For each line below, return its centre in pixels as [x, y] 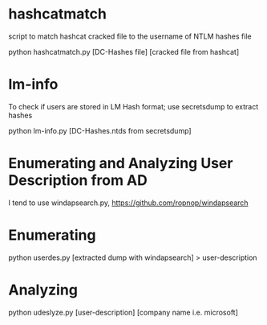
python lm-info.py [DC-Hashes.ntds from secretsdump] [100, 130]
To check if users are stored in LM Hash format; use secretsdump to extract [133, 106]
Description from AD [78, 181]
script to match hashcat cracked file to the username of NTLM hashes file [130, 36]
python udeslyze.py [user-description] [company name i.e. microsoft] [123, 312]
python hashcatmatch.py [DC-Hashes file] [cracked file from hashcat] [123, 51]
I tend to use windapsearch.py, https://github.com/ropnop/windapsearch [128, 203]
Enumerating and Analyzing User [121, 164]
